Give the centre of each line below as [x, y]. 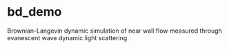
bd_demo [34, 12]
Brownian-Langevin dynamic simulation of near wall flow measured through [114, 31]
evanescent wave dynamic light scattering [67, 37]
